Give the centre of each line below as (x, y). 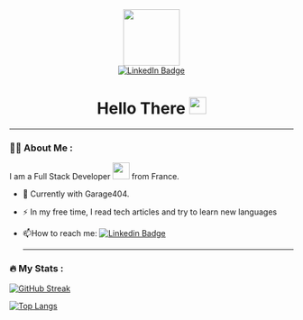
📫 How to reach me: (60, 233)
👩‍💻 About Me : (41, 148)
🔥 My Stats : (37, 269)
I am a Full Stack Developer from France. (95, 177)
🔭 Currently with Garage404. (76, 194)
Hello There (142, 109)
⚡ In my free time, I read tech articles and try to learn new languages (150, 212)
